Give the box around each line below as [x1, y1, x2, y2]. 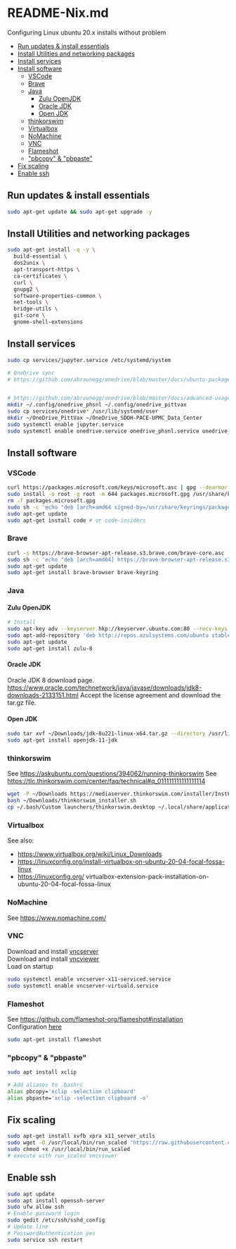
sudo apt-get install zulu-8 [7, 645, 93, 652]
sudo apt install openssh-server [7, 1197, 105, 1204]
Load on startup [7, 962, 54, 970]
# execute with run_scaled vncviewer [7, 1152, 118, 1160]
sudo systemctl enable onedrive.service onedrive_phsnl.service [7, 428, 199, 435]
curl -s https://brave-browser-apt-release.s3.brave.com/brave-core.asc [7, 549, 225, 557]
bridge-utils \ [13, 305, 58, 313]
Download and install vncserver [7, 947, 99, 955]
